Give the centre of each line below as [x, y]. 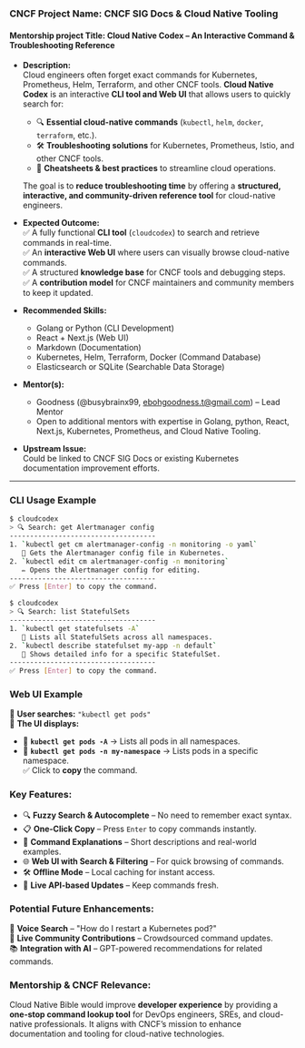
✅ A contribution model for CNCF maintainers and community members [158, 283]
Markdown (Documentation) [89, 348]
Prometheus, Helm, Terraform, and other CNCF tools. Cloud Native [148, 85]
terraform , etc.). [66, 136]
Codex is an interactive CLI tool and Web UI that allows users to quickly [157, 95]
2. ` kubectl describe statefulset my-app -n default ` [113, 646]
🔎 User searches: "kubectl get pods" [80, 714]
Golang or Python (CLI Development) [105, 328]
